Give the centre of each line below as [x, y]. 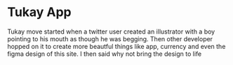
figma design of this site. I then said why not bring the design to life [105, 54]
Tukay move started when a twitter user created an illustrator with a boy [111, 31]
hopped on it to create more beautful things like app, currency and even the [116, 46]
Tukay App [39, 12]
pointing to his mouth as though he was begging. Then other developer [110, 38]
